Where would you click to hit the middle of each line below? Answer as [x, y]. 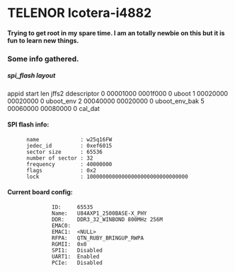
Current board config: [40, 192]
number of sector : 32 [59, 158]
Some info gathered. [43, 59]
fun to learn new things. [43, 40]
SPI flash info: [28, 124]
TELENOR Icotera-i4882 [80, 13]
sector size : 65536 [64, 152]
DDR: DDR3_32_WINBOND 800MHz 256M [107, 220]
